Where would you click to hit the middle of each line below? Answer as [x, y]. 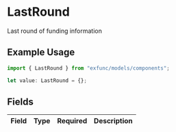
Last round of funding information [55, 31]
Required [72, 121]
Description [113, 121]
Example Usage [41, 52]
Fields [21, 102]
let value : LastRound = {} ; [47, 80]
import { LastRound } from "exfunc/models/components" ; [88, 68]
